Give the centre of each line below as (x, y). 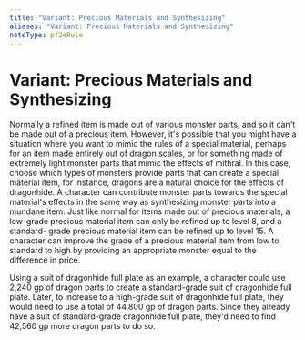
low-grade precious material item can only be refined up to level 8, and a (146, 222)
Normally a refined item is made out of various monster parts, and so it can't (152, 125)
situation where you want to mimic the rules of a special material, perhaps (148, 144)
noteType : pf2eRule (46, 35)
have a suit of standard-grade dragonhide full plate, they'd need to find (142, 316)
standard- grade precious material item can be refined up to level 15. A (142, 231)
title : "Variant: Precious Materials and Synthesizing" (117, 18)
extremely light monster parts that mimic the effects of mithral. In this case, (150, 163)
